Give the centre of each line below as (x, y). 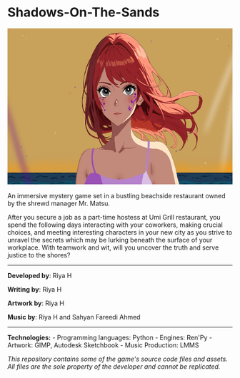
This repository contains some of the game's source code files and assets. (118, 359)
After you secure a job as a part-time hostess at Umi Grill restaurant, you (114, 217)
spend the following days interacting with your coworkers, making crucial (115, 225)
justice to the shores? (39, 255)
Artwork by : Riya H (36, 303)
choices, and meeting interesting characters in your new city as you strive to (120, 232)
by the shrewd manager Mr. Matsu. (59, 203)
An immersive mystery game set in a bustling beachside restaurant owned (116, 195)
